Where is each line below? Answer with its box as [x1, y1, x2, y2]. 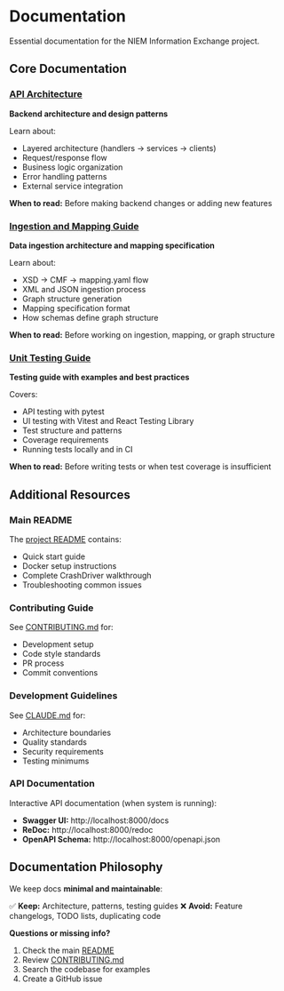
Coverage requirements [21, 435, 109, 445]
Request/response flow [21, 152, 108, 163]
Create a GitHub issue [21, 973, 103, 984]
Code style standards [21, 649, 101, 659]
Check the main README [21, 945, 115, 955]
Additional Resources [9, 487, 130, 502]
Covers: [9, 389, 38, 400]
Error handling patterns [21, 171, 107, 181]
